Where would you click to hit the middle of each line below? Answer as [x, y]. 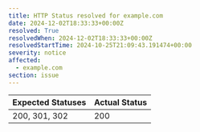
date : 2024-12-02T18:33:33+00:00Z [66, 23]
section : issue [34, 75]
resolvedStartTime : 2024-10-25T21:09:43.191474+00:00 [100, 46]
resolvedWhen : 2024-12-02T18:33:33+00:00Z [80, 38]
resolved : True [34, 30]
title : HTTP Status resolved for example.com [86, 16]
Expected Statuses [49, 102]
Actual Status [120, 102]
